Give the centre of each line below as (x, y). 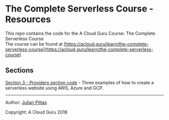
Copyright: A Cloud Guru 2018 (36, 112)
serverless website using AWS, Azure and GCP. (54, 88)
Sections (19, 71)
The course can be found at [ (35, 44)
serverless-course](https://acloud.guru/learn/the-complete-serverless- (79, 49)
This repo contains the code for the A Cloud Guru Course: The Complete (80, 33)
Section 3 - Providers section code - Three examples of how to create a (80, 82)
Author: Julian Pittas (26, 102)
